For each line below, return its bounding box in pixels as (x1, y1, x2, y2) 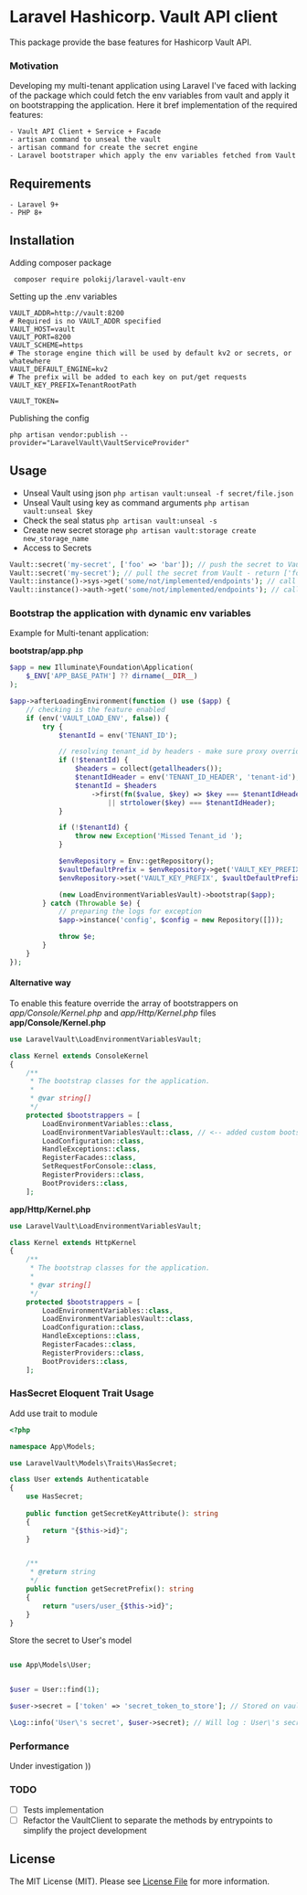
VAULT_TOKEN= (9, 396, 59, 406)
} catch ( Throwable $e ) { (42, 899, 142, 908)
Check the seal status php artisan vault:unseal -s (22, 515, 217, 526)
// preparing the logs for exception (58, 907, 203, 916)
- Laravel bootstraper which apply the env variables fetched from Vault (9, 151, 297, 161)
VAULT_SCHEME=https (9, 340, 84, 349)
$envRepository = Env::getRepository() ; (58, 857, 215, 866)
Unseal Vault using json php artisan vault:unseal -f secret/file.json (22, 487, 294, 498)
